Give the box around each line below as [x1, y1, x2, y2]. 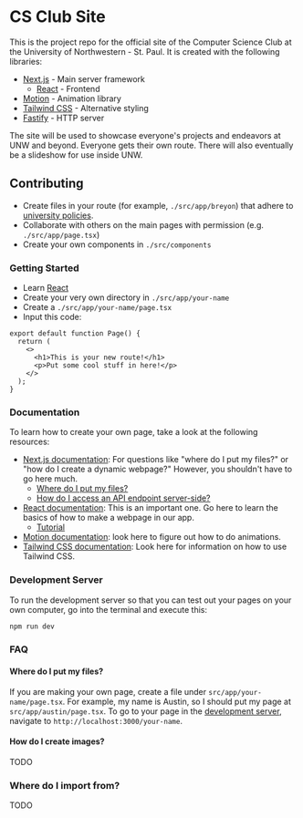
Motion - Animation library [22, 93, 121, 104]
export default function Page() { [9, 329, 141, 338]
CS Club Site [9, 6, 107, 27]
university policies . [22, 210, 94, 221]
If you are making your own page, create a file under [9, 686, 207, 697]
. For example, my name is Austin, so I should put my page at [62, 696, 292, 707]
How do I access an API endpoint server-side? [36, 492, 212, 503]
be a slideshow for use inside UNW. [9, 149, 143, 160]
